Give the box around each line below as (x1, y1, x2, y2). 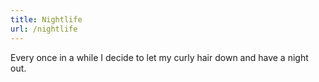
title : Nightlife (10, 14, 83, 25)
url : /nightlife (10, 24, 78, 34)
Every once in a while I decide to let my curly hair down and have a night (10, 51, 309, 63)
